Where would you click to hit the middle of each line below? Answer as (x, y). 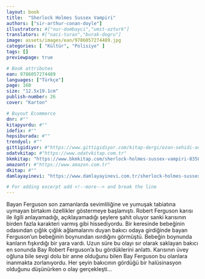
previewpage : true (30, 57)
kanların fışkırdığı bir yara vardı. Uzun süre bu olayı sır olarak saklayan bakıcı (102, 243)
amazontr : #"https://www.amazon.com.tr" (59, 165)
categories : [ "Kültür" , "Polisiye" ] (56, 46)
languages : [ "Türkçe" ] (35, 80)
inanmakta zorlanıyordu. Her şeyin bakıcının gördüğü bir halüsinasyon (94, 263)
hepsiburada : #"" (28, 136)
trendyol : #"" (24, 142)
